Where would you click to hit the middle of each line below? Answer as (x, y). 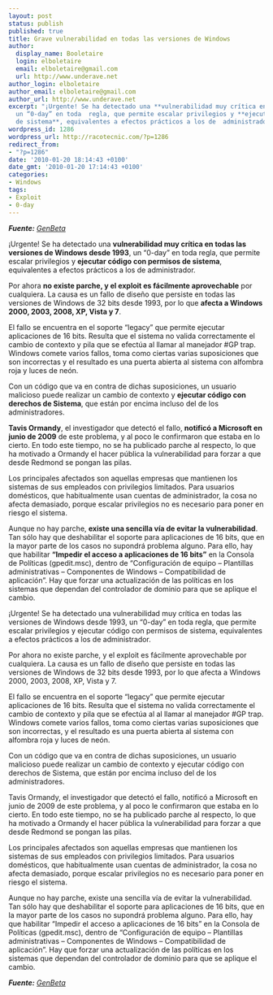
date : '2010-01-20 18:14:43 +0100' (69, 159)
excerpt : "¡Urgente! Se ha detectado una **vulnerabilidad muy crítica (132, 106)
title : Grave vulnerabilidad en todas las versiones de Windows (119, 39)
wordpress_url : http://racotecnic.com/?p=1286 (89, 137)
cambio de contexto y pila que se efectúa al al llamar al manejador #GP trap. (136, 714)
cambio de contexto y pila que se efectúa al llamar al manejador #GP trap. (132, 344)
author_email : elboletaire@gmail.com (72, 91)
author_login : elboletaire (54, 84)
